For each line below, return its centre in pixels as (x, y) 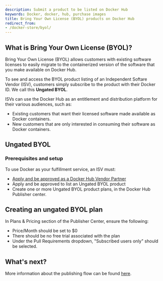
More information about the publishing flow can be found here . (68, 274)
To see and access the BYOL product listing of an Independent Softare (76, 79)
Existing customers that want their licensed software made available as (84, 113)
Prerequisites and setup (34, 158)
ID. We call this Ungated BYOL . (36, 89)
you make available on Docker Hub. (41, 69)
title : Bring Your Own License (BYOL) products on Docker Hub (70, 19)
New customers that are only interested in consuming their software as (84, 124)
